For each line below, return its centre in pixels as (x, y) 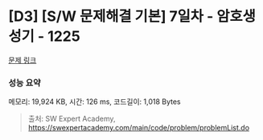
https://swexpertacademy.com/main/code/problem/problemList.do (139, 128)
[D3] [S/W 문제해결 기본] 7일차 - (111, 16)
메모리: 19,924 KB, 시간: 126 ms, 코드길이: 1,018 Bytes (95, 102)
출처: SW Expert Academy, (72, 119)
